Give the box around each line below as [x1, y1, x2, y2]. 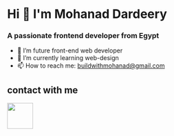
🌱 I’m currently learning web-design [17, 54, 119, 62]
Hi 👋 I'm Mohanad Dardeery [7, 6, 167, 22]
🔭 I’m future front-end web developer [17, 46, 123, 55]
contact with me [7, 84, 78, 96]
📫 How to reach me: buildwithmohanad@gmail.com [17, 61, 165, 70]
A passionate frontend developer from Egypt [7, 31, 160, 41]
